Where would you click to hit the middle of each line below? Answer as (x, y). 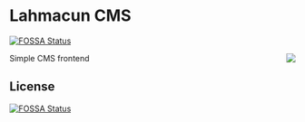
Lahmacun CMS (70, 16)
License (32, 87)
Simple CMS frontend (49, 58)
